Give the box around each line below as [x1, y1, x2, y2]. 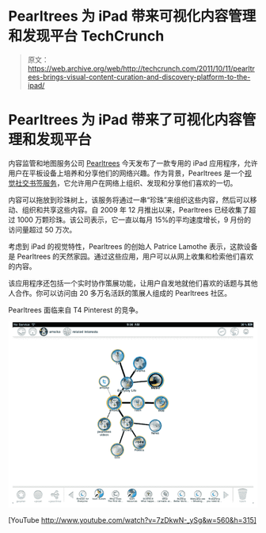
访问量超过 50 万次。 [8, 224, 77, 234]
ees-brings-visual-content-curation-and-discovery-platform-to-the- [27, 72, 251, 82]
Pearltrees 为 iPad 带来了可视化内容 [8, 111, 243, 129]
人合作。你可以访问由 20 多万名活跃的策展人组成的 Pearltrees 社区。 [8, 288, 232, 297]
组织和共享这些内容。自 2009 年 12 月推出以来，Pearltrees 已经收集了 [21, 205, 249, 214]
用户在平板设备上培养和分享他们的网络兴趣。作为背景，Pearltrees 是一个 [8, 168, 245, 178]
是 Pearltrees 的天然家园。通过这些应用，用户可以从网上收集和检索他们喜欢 [8, 251, 254, 261]
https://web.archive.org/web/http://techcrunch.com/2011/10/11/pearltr [27, 63, 256, 73]
